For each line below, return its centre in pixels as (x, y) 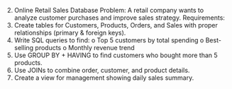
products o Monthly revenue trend (85, 48)
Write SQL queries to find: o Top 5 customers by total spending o (109, 40)
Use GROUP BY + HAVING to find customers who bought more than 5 (116, 55)
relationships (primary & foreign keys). (70, 32)
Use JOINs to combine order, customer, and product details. (102, 70)
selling (24, 48)
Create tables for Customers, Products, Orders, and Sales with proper (116, 25)
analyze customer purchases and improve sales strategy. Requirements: (120, 18)
